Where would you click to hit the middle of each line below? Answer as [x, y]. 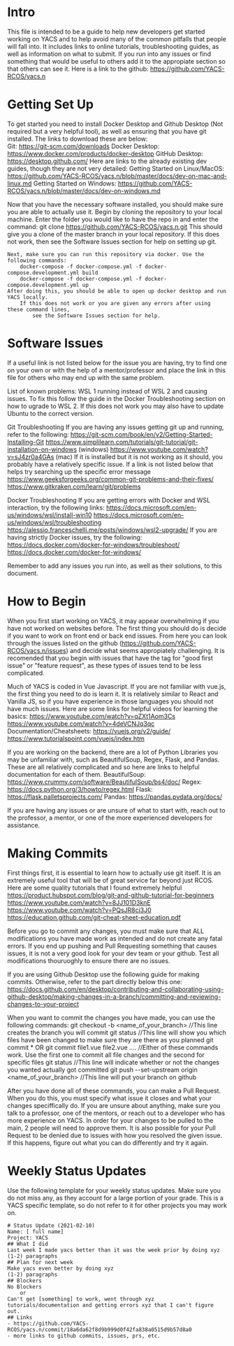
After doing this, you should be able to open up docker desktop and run [117, 291]
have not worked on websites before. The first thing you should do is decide [117, 628]
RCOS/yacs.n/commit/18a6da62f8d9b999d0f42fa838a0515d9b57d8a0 [100, 1330]
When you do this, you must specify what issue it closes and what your [109, 1098]
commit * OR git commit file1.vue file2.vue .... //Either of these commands [113, 1047]
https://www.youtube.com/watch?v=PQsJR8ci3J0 [79, 910]
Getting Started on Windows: [75, 183]
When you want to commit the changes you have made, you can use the [111, 1017]
